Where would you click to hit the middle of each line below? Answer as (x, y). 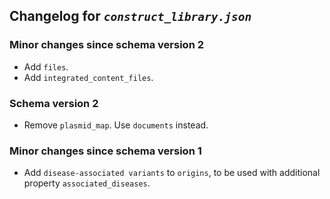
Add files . (46, 66)
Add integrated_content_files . (88, 77)
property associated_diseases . (87, 183)
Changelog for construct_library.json (130, 16)
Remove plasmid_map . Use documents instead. (116, 125)
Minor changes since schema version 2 (106, 45)
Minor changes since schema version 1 (105, 151)
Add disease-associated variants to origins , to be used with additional (172, 173)
